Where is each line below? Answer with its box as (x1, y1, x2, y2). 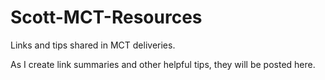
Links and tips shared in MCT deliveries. (10, 39, 176, 51)
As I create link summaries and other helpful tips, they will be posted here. (10, 58, 316, 70)
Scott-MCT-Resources (10, 6, 203, 29)
